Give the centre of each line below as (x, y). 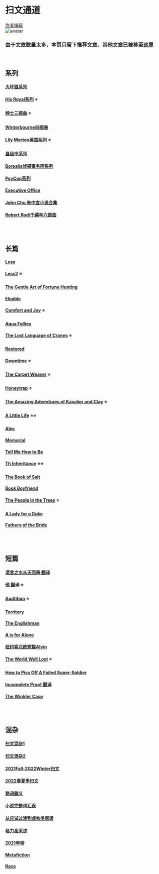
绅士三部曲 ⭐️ (18, 113)
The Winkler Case (24, 696)
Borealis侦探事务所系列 (29, 166)
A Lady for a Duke (24, 513)
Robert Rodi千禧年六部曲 (31, 215)
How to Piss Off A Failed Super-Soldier (46, 672)
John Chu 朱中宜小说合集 (31, 202)
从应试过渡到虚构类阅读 (29, 818)
